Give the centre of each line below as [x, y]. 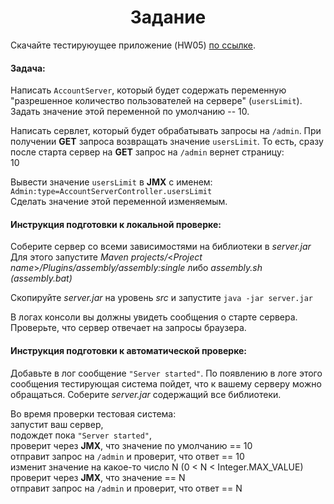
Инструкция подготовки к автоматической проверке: [129, 350]
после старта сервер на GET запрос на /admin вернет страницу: [147, 152]
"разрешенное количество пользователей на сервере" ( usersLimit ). [156, 101]
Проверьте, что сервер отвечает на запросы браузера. [128, 328]
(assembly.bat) [41, 278]
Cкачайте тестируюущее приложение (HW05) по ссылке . [133, 45]
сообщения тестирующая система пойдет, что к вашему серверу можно [166, 383]
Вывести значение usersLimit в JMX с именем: [111, 182]
